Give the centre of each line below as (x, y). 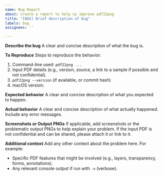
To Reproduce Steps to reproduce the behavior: (53, 55)
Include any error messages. (34, 114)
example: (14, 149)
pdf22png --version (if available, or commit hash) (61, 80)
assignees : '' (19, 28)
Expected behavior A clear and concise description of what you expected (79, 95)
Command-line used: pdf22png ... (47, 65)
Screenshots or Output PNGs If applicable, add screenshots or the (72, 124)
